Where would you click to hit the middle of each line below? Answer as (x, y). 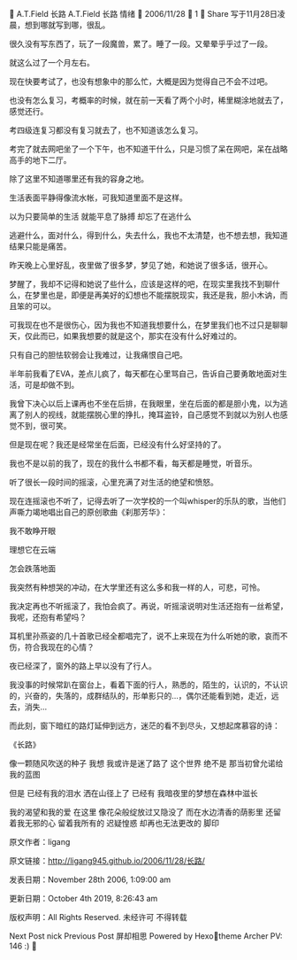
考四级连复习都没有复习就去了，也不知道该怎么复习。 (106, 130)
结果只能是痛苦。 (40, 246)
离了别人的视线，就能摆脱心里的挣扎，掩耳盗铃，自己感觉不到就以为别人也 (145, 414)
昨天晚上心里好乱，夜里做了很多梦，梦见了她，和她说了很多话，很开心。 (141, 265)
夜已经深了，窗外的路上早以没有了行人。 (83, 666)
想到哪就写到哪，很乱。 (67, 25)
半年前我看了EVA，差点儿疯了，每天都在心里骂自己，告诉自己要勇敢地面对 (145, 374)
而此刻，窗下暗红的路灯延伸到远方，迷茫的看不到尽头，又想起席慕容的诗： (145, 726)
